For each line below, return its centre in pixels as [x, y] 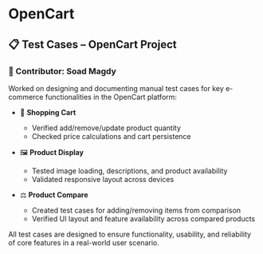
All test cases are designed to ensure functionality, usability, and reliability [130, 234]
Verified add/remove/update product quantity [106, 128]
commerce [26, 97]
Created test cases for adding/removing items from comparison [136, 210]
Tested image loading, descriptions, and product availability [130, 171]
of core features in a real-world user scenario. [84, 242]
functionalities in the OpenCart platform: [111, 97]
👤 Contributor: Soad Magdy [63, 71]
